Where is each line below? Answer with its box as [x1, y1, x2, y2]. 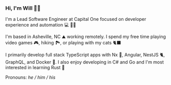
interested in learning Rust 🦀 [5, 65, 65, 71]
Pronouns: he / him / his [5, 74, 56, 80]
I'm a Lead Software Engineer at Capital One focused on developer [5, 16, 146, 22]
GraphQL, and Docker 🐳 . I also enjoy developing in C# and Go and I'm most [5, 59, 164, 65]
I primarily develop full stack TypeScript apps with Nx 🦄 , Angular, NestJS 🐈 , [5, 52, 165, 58]
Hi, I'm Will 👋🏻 [5, 5, 41, 12]
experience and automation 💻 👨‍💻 [5, 22, 76, 28]
